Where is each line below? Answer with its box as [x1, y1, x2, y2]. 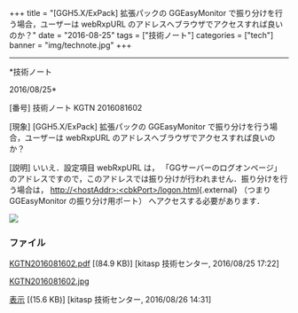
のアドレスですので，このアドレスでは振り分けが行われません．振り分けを [9, 174, 281, 184]
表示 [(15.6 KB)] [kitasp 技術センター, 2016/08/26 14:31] [9, 294, 212, 305]
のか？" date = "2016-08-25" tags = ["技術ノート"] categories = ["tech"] [9, 30, 274, 40]
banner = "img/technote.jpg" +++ [9, 40, 132, 51]
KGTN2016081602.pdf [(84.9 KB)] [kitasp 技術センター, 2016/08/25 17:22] [9, 258, 279, 269]
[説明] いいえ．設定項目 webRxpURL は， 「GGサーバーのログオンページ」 [9, 162, 282, 173]
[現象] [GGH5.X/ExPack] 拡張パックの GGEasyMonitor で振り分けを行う [9, 121, 271, 131]
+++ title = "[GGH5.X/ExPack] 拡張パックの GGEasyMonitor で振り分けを [9, 8, 276, 18]
